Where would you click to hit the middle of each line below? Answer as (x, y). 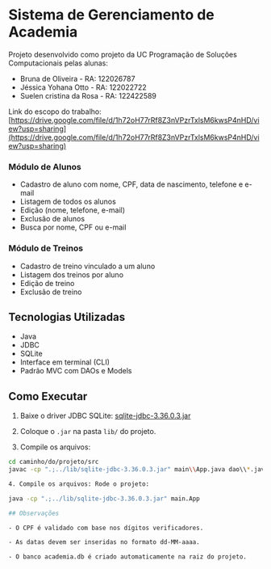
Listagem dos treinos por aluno (71, 274)
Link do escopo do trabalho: (55, 112)
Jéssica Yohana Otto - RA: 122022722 (83, 87)
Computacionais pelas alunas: (58, 63)
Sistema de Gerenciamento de (112, 15)
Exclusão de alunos (52, 219)
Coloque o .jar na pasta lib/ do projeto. (88, 432)
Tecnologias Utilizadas (67, 317)
